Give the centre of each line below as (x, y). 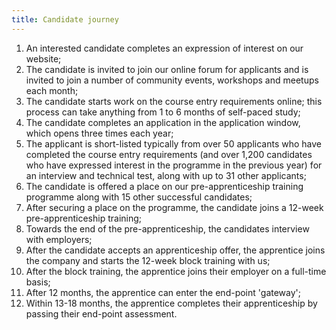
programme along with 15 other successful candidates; (139, 197)
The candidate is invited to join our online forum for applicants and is (167, 69)
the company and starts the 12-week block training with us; (148, 260)
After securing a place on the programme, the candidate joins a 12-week (174, 207)
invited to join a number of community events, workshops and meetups (172, 80)
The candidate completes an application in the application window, (163, 122)
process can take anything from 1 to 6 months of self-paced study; (163, 112)
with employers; (59, 239)
